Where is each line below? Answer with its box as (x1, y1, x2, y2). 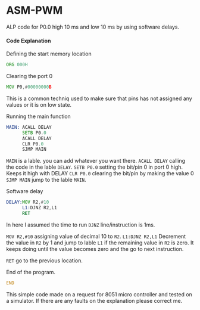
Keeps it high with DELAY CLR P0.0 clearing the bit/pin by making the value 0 (6, 170, 195, 177)
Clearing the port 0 (6, 73, 53, 80)
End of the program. (6, 268, 55, 275)
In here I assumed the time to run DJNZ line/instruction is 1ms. (6, 221, 155, 228)
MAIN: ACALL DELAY (6, 124, 52, 130)
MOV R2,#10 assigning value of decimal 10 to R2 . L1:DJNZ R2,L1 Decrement (6, 232, 186, 240)
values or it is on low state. (6, 101, 72, 108)
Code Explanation (6, 37, 51, 44)
